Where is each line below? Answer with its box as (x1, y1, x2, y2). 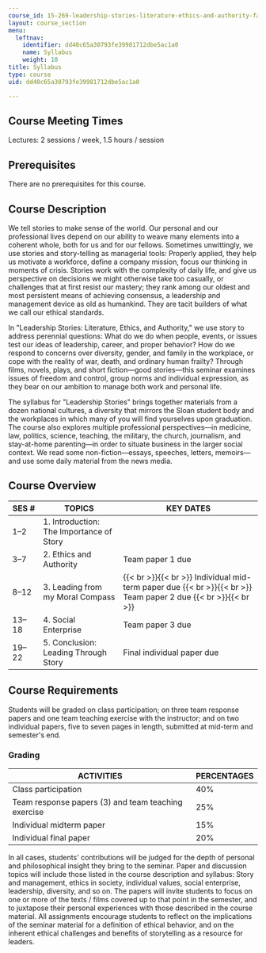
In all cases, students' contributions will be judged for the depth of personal (8, 852, 255, 862)
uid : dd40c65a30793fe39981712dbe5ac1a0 (8, 78, 140, 86)
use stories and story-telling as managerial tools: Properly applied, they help (8, 248, 257, 258)
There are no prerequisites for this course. (8, 179, 146, 189)
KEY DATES (165, 503, 211, 514)
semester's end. (8, 730, 61, 740)
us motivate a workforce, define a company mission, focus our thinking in (8, 257, 248, 266)
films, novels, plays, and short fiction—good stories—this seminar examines (8, 365, 256, 374)
